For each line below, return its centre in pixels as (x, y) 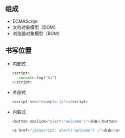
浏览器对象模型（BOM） (37, 33)
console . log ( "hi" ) (37, 78)
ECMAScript (25, 21)
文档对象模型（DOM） (35, 27)
